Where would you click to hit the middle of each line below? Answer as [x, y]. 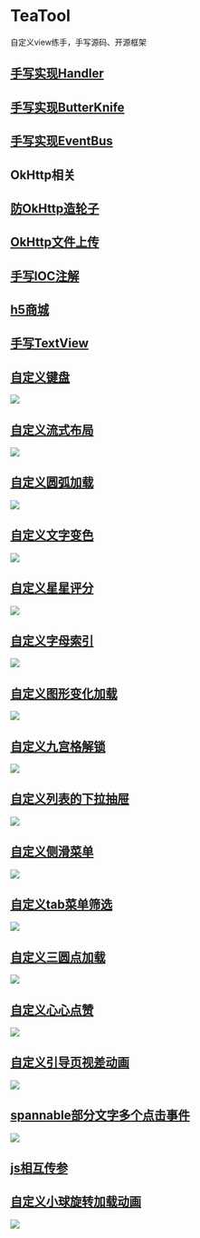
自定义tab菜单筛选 [62, 904]
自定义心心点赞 [52, 1010]
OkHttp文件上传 [55, 242]
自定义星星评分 [52, 589]
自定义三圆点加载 [58, 957]
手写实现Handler [57, 74]
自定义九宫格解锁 [58, 746]
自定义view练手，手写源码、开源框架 [79, 42]
